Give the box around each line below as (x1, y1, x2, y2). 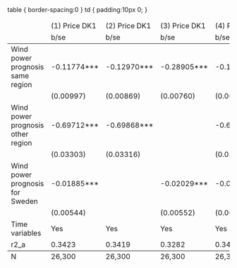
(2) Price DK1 (105, 21, 152, 30)
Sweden (11, 197, 38, 206)
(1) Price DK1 (50, 21, 97, 30)
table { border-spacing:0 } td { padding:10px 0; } (7, 6, 148, 13)
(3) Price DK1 (159, 21, 206, 30)
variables (11, 228, 42, 238)
